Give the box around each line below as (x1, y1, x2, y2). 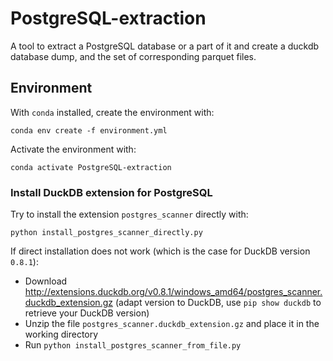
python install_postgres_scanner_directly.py (10, 228, 203, 238)
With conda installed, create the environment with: (10, 106, 215, 118)
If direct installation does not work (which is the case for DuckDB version (10, 245, 311, 257)
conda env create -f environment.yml (10, 125, 168, 136)
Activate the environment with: (10, 143, 137, 155)
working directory (24, 328, 99, 341)
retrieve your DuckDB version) (24, 307, 150, 319)
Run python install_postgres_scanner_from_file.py (24, 339, 242, 351)
